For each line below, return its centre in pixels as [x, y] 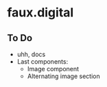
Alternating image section [64, 76]
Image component [53, 69]
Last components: [43, 62]
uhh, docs [31, 54]
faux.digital [40, 13]
